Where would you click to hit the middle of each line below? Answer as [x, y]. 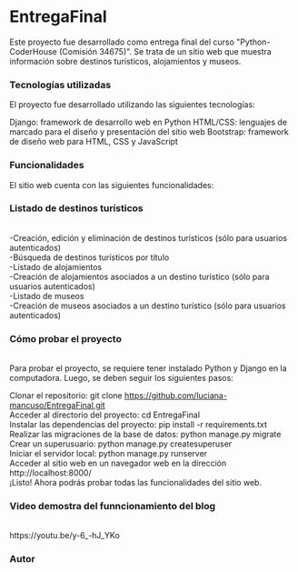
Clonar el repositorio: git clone [66, 396]
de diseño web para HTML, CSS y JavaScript [94, 142]
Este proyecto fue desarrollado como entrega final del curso [122, 42]
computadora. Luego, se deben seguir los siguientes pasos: [121, 378]
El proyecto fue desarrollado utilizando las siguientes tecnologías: [133, 105]
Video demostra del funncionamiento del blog [113, 507]
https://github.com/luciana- [175, 396]
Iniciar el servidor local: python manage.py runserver [108, 454]
